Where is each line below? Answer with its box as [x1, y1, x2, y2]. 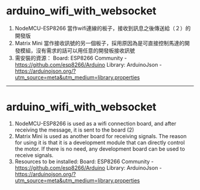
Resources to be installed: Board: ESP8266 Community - [14, 158, 154, 165]
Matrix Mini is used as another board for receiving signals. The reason [14, 132, 187, 139]
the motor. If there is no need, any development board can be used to [14, 145, 186, 152]
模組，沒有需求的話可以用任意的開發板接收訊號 [20, 46, 135, 54]
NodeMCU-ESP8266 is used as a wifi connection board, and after [14, 120, 177, 127]
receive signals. [14, 151, 54, 158]
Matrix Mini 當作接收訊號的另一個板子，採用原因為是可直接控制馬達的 [14, 39, 185, 46]
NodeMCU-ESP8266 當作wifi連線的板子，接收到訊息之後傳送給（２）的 [14, 24, 191, 32]
